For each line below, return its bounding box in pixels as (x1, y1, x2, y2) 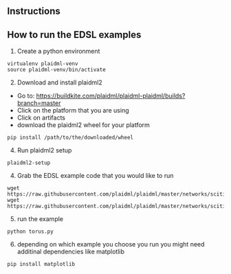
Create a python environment (16, 47, 100, 56)
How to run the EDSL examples (7, 29, 142, 41)
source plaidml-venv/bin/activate (7, 67, 107, 73)
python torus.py (7, 228, 54, 236)
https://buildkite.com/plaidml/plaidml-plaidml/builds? (36, 92, 186, 100)
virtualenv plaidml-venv (7, 60, 78, 67)
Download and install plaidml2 (16, 78, 102, 87)
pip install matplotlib (7, 261, 76, 268)
